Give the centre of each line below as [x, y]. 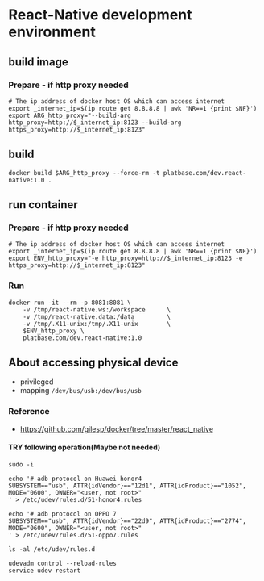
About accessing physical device [93, 363]
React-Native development [100, 15]
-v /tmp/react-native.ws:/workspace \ [97, 309]
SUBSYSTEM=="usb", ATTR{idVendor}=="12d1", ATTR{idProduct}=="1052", [128, 486]
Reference [29, 412]
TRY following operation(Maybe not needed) [85, 447]
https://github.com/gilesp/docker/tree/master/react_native [117, 428]
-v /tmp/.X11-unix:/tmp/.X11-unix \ [97, 324]
